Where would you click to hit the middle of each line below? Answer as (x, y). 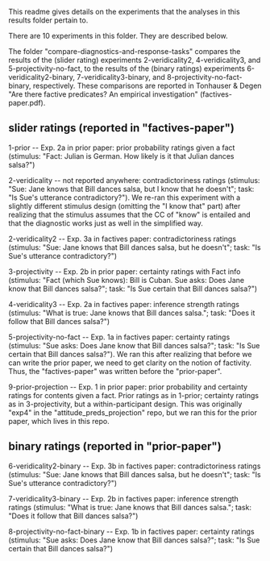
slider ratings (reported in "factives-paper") (122, 128)
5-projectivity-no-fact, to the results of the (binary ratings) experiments (127, 69)
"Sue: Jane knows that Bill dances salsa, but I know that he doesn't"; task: (131, 189)
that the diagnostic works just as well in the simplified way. (106, 223)
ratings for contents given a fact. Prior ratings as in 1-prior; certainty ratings (134, 395)
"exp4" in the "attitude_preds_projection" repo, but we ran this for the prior (133, 412)
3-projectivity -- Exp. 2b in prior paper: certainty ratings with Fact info (125, 271)
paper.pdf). (27, 103)
